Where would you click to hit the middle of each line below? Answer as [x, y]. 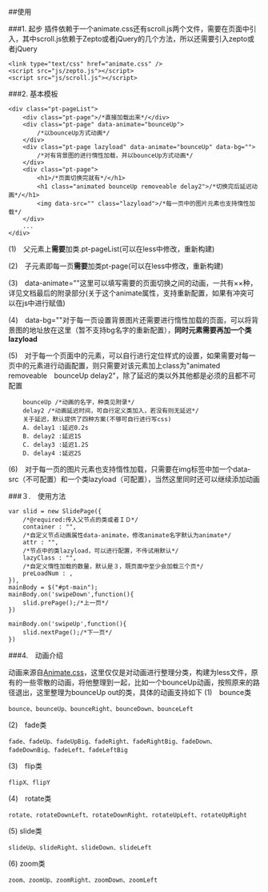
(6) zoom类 [27, 864]
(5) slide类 [25, 831]
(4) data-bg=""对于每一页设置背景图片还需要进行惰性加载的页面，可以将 [130, 320]
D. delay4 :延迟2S [52, 453]
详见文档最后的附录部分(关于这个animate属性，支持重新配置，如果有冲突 [128, 293]
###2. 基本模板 [33, 94]
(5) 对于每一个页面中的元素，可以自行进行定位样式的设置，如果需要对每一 [132, 356]
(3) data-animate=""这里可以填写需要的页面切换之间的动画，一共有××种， [133, 283]
